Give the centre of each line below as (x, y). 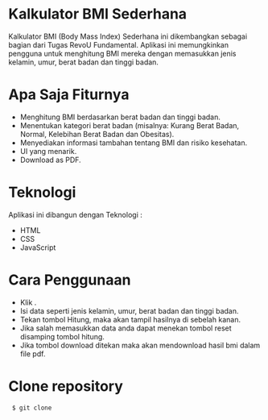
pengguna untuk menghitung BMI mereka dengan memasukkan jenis (122, 53)
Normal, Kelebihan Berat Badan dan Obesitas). (97, 134)
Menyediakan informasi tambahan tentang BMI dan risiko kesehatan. (134, 143)
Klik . (28, 302)
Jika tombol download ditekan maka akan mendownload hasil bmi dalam (140, 345)
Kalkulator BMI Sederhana (98, 14)
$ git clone (32, 408)
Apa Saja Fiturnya (69, 95)
